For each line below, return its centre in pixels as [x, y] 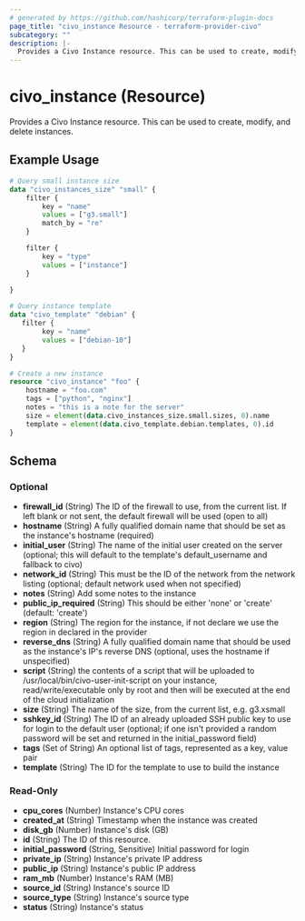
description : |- [40, 43]
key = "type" [67, 256]
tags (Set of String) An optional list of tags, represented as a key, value [155, 748]
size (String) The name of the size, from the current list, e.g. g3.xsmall [154, 709]
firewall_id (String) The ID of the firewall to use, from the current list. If [155, 506]
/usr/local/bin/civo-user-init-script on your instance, [120, 681]
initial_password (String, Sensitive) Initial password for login [136, 849]
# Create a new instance [56, 374]
